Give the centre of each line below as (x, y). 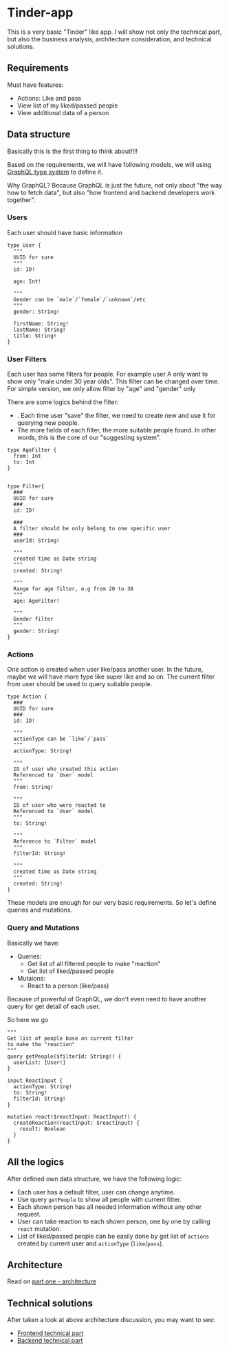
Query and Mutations (43, 928)
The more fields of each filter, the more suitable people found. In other (117, 430)
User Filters (27, 359)
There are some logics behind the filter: (63, 402)
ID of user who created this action (66, 769)
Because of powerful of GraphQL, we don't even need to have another (107, 999)
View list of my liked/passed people (67, 106)
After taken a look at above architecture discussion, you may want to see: (111, 1320)
